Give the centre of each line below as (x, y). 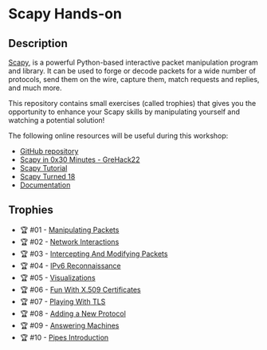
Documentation (45, 185)
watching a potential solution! (57, 120)
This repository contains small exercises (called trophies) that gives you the (132, 103)
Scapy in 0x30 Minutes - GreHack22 (80, 159)
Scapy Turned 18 (47, 177)
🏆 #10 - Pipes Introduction (64, 337)
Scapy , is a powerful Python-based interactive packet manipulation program (133, 62)
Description (38, 43)
